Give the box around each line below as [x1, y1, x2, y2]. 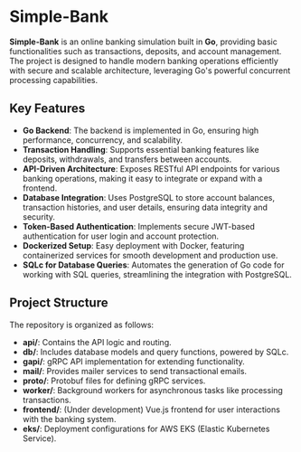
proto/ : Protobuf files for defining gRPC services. [22, 375, 206, 386]
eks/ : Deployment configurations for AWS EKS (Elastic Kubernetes [22, 423, 270, 434]
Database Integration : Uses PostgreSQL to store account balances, [22, 192, 276, 202]
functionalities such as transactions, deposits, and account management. [9, 45, 282, 56]
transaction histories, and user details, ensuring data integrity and [22, 202, 268, 212]
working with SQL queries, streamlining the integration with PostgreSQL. [22, 268, 292, 279]
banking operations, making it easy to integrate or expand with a [22, 173, 263, 184]
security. [22, 211, 56, 222]
